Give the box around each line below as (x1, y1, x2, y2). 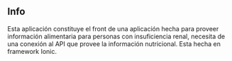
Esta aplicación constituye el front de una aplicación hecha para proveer (7, 24, 219, 33)
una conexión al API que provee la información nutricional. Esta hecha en (7, 39, 221, 48)
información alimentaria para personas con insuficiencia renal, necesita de (7, 32, 226, 40)
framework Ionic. (7, 47, 57, 55)
